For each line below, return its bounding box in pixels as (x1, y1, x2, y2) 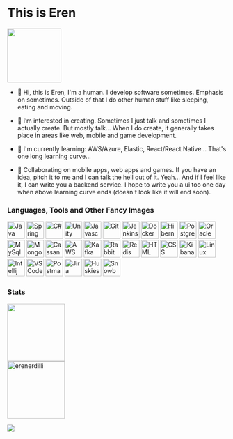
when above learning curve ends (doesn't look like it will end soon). (17, 187, 211, 196)
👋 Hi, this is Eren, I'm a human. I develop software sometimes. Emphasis (17, 88, 224, 96)
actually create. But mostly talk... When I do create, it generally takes (17, 123, 214, 132)
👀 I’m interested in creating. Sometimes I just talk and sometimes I (17, 116, 207, 125)
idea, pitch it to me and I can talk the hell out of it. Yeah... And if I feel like (17, 173, 226, 181)
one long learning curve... (17, 152, 92, 160)
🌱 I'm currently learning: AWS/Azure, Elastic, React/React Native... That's (17, 144, 227, 153)
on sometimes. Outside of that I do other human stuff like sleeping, (17, 95, 209, 104)
